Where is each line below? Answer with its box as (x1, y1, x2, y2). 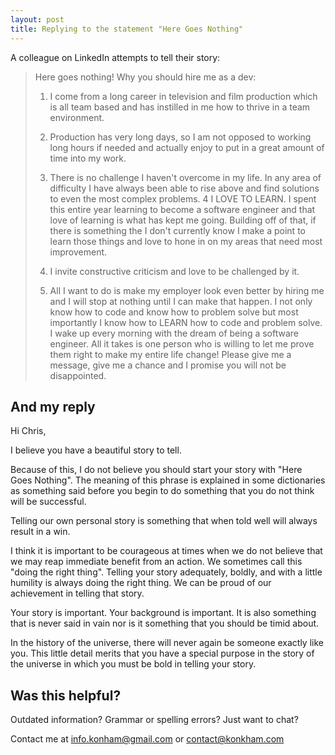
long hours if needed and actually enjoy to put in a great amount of (49, 141, 325, 153)
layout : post (10, 14, 65, 25)
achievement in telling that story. (10, 587, 145, 600)
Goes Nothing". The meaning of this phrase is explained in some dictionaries (10, 474, 326, 486)
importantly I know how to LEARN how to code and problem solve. (49, 316, 323, 328)
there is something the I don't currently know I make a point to (49, 224, 306, 236)
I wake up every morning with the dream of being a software (49, 327, 300, 339)
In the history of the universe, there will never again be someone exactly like (10, 637, 324, 649)
